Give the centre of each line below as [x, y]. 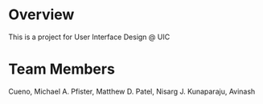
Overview [41, 15]
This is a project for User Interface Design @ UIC [89, 37]
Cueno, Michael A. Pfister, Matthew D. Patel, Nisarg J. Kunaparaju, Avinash [132, 91]
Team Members [62, 69]
